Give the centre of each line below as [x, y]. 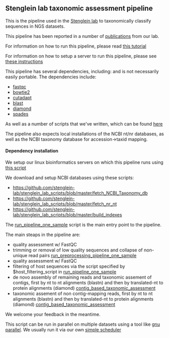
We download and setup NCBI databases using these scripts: [70, 178]
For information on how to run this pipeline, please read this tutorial [76, 46]
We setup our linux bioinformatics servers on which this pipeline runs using [84, 162]
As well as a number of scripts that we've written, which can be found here [84, 124]
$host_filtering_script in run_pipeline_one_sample [64, 272]
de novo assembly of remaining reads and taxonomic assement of [82, 277]
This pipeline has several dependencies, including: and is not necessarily [82, 71]
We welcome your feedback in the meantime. [53, 314]
